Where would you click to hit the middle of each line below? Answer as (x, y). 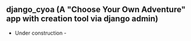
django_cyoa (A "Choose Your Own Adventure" (96, 10)
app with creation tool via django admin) (82, 19)
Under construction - (40, 33)
